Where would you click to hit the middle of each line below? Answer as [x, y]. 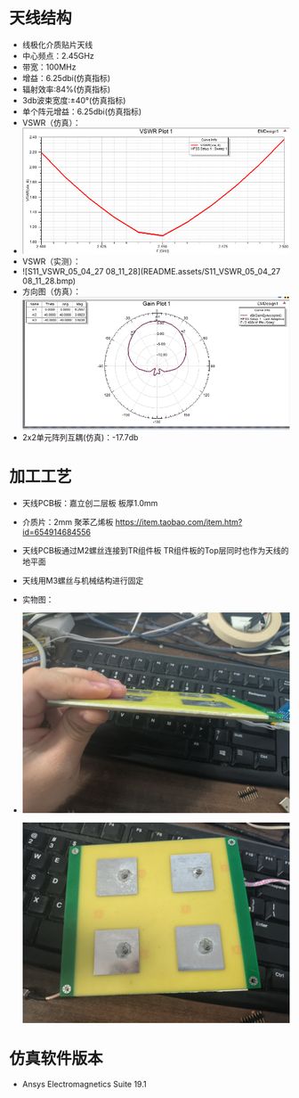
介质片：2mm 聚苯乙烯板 [68, 521]
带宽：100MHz [49, 67]
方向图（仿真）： [52, 291]
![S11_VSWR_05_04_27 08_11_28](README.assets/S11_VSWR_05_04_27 [151, 272]
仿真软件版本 [57, 1059]
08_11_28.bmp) [49, 281]
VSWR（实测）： [52, 262]
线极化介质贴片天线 [57, 45]
